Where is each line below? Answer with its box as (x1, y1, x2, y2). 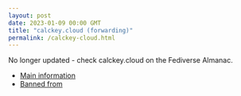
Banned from (19, 79, 63, 89)
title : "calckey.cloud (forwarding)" (8, 26, 134, 34)
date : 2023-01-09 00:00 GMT (8, 19, 102, 27)
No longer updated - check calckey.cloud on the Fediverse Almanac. (8, 56, 233, 65)
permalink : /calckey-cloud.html (8, 33, 115, 42)
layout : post (8, 11, 52, 20)
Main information (19, 71, 76, 80)
